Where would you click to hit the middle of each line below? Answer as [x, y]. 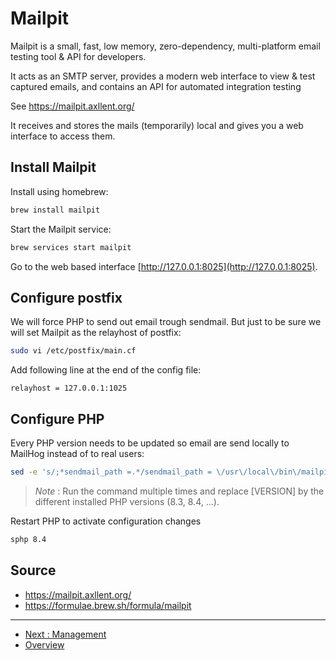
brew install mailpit [55, 210]
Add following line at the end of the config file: [106, 370]
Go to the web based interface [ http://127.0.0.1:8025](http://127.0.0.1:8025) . [164, 266]
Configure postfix [66, 297]
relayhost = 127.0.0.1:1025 [69, 388]
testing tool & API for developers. [78, 56]
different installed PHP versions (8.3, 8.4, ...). [127, 501]
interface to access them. [63, 136]
